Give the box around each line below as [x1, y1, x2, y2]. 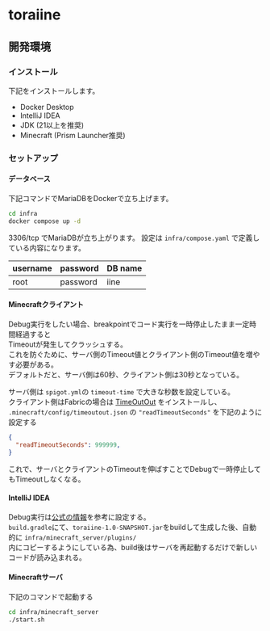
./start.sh [8, 616, 45, 624]
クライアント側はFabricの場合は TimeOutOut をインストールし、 [8, 397, 222, 406]
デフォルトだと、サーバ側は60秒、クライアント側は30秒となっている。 [8, 369, 244, 379]
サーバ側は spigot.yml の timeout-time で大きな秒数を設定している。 [8, 386, 235, 397]
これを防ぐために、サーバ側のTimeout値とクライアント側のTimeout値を [8, 349, 247, 359]
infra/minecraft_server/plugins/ [23, 533, 137, 542]
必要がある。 [15, 360, 58, 369]
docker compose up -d [8, 217, 81, 225]
